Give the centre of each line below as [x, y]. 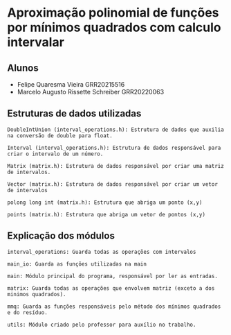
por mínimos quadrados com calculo [114, 27]
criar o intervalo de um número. [55, 154]
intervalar [36, 42]
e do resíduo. [28, 312]
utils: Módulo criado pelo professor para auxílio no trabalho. [102, 325]
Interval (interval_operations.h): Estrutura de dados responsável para [114, 148]
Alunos [23, 68]
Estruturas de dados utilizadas [74, 113]
